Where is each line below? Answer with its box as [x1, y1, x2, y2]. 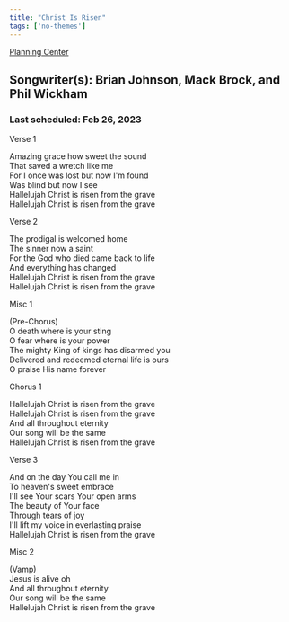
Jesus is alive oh [9, 573, 71, 584]
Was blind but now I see [9, 180, 98, 191]
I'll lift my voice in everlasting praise [9, 520, 142, 530]
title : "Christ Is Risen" [9, 13, 106, 22]
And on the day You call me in [9, 472, 119, 483]
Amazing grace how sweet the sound [9, 151, 147, 162]
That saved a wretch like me [9, 161, 114, 172]
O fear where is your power [9, 335, 110, 346]
